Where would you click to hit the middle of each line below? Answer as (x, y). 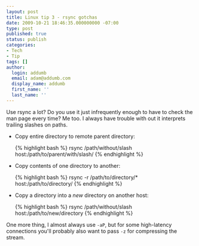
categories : (21, 45)
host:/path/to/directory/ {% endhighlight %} (68, 183)
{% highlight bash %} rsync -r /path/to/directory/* (76, 177)
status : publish (26, 39)
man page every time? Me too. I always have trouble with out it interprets (96, 118)
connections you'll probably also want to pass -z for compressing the (92, 231)
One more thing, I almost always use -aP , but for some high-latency (89, 225)
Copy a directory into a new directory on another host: (82, 195)
